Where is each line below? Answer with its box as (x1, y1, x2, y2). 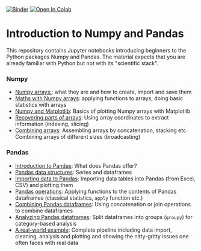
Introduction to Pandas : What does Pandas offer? (14, 162, 137, 169)
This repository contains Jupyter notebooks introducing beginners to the (6, 46, 187, 54)
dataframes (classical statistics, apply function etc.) (14, 194, 143, 202)
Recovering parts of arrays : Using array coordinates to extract (14, 114, 169, 121)
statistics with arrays (14, 101, 67, 109)
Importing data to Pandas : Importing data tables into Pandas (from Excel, (14, 175, 196, 182)
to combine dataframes (14, 207, 73, 214)
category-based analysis (14, 220, 77, 227)
